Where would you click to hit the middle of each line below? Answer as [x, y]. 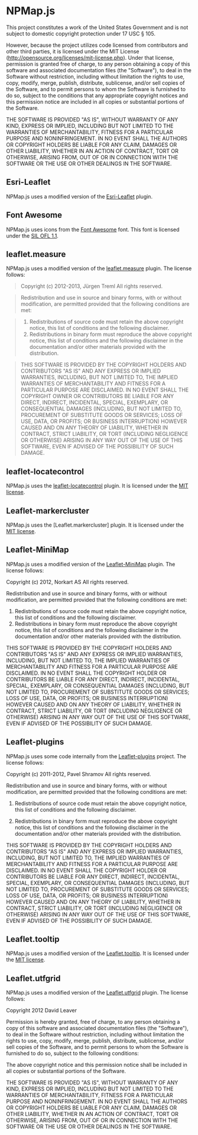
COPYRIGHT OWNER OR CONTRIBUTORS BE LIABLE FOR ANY [97, 396]
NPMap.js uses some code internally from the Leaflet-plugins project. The [96, 756]
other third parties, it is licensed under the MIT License [73, 51]
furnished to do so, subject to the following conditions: [72, 1053]
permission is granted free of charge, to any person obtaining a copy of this [98, 64]
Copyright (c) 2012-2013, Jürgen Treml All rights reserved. [92, 286]
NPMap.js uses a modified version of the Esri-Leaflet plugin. [79, 196]
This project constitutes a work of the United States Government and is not [97, 27]
